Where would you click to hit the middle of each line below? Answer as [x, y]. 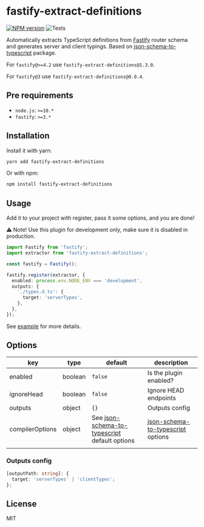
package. [45, 52]
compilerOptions [33, 429]
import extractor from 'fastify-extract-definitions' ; [77, 253]
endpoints [161, 398]
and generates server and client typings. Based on [69, 46]
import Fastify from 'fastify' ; [47, 248]
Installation [28, 136]
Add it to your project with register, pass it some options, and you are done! [100, 218]
